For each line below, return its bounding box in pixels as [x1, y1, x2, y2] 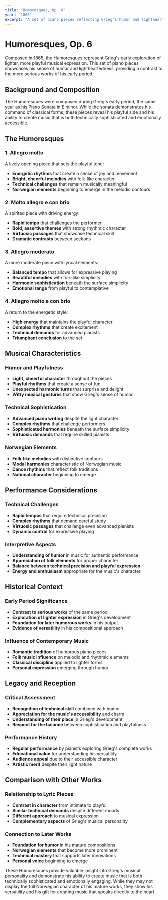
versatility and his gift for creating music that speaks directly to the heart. [5, 889, 156, 895]
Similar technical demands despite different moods [12, 807, 120, 813]
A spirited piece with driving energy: [5, 210, 80, 216]
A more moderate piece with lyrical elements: [5, 260, 99, 266]
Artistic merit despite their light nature [12, 761, 92, 767]
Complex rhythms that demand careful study [12, 518, 106, 524]
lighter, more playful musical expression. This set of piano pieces [5, 60, 139, 66]
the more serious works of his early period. [5, 71, 94, 77]
